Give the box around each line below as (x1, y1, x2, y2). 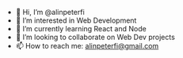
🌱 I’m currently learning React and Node (15, 24, 147, 33)
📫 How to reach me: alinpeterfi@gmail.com (15, 42, 159, 50)
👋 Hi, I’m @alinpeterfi (15, 8, 85, 16)
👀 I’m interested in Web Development (15, 16, 137, 25)
